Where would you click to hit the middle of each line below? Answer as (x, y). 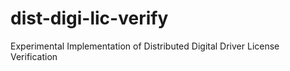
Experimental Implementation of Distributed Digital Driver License (145, 46)
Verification (34, 56)
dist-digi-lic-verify (89, 18)
